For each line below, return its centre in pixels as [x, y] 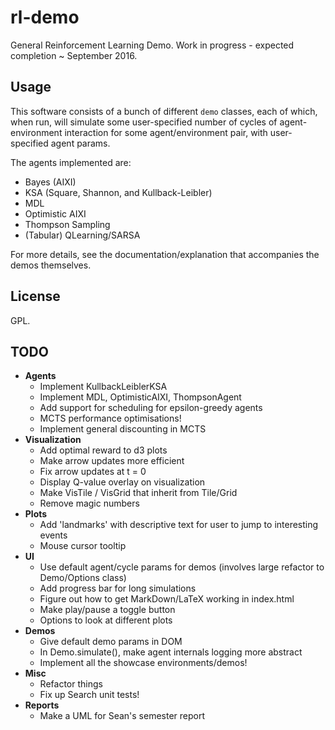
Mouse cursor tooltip [83, 546]
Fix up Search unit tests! [89, 695]
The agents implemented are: [71, 162]
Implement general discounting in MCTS [123, 429]
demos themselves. [51, 265]
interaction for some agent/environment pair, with [166, 132]
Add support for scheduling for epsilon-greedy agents [151, 408]
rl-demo [45, 17]
